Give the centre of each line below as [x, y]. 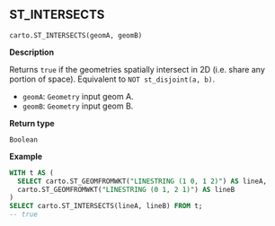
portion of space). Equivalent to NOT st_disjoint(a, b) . [112, 79]
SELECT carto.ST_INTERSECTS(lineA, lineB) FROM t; [106, 206]
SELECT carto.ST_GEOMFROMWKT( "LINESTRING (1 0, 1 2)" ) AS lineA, [142, 181]
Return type [32, 123]
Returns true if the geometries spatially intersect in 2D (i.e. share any [137, 69]
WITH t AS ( [31, 173]
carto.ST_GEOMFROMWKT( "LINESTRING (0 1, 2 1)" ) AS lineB [126, 189]
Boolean [24, 139]
